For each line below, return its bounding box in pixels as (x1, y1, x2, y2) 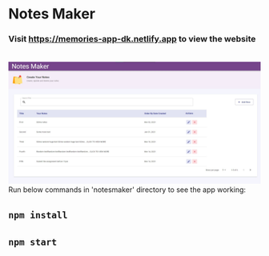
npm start (8, 237, 58, 248)
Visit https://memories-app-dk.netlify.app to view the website (8, 34, 256, 45)
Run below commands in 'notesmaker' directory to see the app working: (8, 185, 247, 194)
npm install (8, 210, 68, 221)
